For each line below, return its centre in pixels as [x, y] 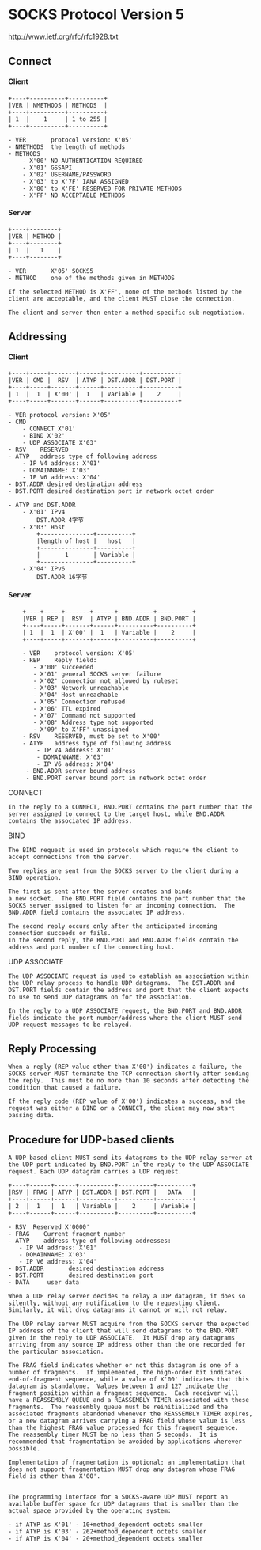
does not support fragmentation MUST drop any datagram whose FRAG [122, 1469]
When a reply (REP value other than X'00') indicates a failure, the [125, 1067]
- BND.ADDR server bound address [81, 771]
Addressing [38, 337]
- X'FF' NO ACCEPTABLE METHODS [74, 195]
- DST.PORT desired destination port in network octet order [111, 491]
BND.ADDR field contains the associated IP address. [97, 912]
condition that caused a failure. [65, 1088]
